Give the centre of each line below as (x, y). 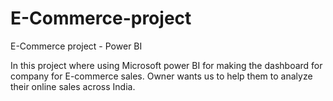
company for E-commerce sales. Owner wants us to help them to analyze (161, 76)
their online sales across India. (73, 86)
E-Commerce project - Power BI (76, 46)
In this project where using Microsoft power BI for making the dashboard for (166, 65)
